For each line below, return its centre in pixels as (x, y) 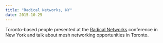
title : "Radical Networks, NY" (39, 10)
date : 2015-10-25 (24, 15)
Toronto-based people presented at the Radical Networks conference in (81, 29)
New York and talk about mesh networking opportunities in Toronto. (77, 35)
